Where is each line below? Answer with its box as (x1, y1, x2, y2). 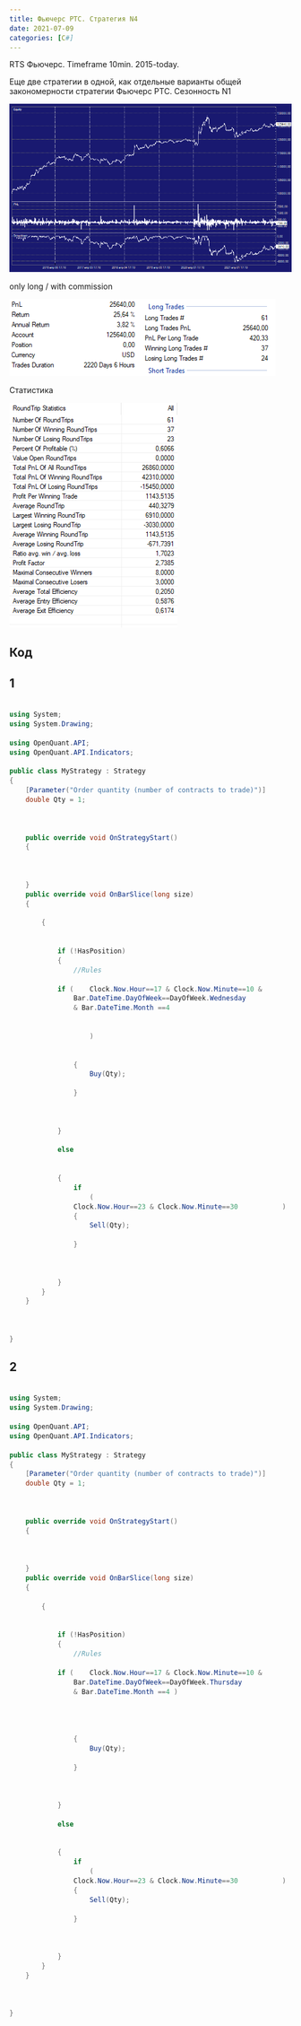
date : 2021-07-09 (9, 23, 74, 33)
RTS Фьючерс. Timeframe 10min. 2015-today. (9, 59, 179, 70)
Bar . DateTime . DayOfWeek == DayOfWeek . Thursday (73, 1678, 243, 1687)
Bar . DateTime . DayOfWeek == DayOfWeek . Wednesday (73, 994, 246, 1003)
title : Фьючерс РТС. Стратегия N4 (9, 14, 139, 23)
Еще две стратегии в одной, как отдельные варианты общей (9, 76, 242, 87)
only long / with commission (9, 281, 114, 292)
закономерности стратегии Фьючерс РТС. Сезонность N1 (9, 86, 231, 97)
